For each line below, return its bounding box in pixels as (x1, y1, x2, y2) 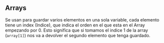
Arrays (5, 4, 27, 12)
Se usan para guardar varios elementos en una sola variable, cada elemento (5, 17, 160, 22)
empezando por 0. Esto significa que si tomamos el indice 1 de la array (5, 27, 148, 33)
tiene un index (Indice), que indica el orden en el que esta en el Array (5, 22, 145, 28)
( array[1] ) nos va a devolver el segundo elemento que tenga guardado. (5, 32, 151, 38)
